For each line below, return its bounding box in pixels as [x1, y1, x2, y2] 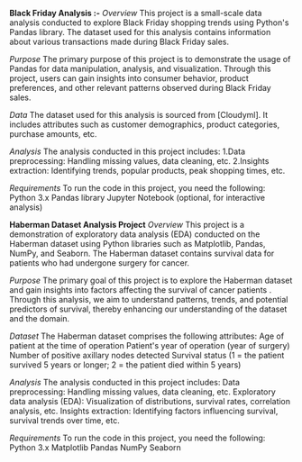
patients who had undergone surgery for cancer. [9, 258, 190, 268]
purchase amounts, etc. [9, 129, 97, 139]
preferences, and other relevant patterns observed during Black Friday [9, 83, 272, 93]
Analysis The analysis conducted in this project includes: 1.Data [9, 146, 246, 157]
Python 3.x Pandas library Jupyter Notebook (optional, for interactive [9, 193, 266, 203]
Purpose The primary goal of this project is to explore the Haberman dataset [9, 275, 293, 285]
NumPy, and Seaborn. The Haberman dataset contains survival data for [9, 248, 275, 258]
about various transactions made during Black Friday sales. [9, 36, 230, 47]
